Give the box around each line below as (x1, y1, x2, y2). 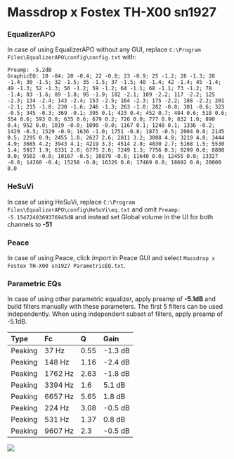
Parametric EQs (7, 279, 62, 288)
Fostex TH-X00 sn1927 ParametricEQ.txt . (7, 262, 126, 270)
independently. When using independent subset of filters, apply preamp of (7, 310, 223, 318)
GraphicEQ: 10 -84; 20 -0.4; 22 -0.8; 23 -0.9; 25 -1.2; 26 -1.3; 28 (7, 73, 216, 80)
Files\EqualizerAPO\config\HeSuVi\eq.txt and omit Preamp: (7, 205, 181, 214)
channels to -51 (7, 220, 53, 228)
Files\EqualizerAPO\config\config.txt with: (7, 53, 137, 61)
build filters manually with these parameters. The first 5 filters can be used (7, 302, 223, 311)
